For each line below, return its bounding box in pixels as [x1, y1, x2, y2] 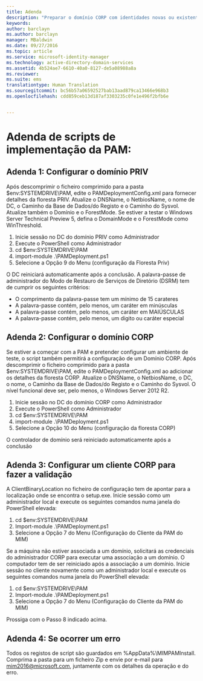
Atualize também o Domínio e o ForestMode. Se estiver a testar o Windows [6, 208, 193, 215]
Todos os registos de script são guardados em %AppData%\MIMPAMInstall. [6, 650, 196, 657]
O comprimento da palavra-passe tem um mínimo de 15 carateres [14, 295, 178, 303]
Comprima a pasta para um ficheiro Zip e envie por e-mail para [6, 656, 163, 663]
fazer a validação [6, 469, 72, 479]
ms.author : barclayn [6, 31, 59, 38]
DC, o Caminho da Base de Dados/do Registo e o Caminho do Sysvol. [6, 202, 179, 209]
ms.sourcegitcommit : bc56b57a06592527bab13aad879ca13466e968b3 [6, 88, 169, 94]
